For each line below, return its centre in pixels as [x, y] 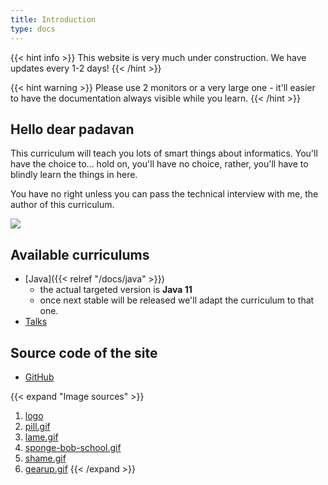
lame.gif [41, 437]
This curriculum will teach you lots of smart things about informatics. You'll [164, 153]
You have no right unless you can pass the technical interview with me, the [164, 194]
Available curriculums [80, 254]
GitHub [39, 377]
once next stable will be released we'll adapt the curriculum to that [177, 300]
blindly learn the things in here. [74, 175]
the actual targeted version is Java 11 [116, 290]
